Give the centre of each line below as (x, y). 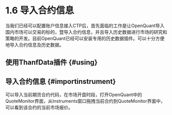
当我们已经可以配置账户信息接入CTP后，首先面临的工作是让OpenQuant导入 (85, 26)
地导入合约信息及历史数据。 (35, 44)
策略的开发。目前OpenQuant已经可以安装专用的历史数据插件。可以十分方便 (85, 38)
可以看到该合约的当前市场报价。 (39, 107)
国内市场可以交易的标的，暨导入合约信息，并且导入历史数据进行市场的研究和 (86, 32)
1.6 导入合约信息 (40, 10)
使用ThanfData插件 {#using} (52, 63)
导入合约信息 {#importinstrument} (61, 82)
